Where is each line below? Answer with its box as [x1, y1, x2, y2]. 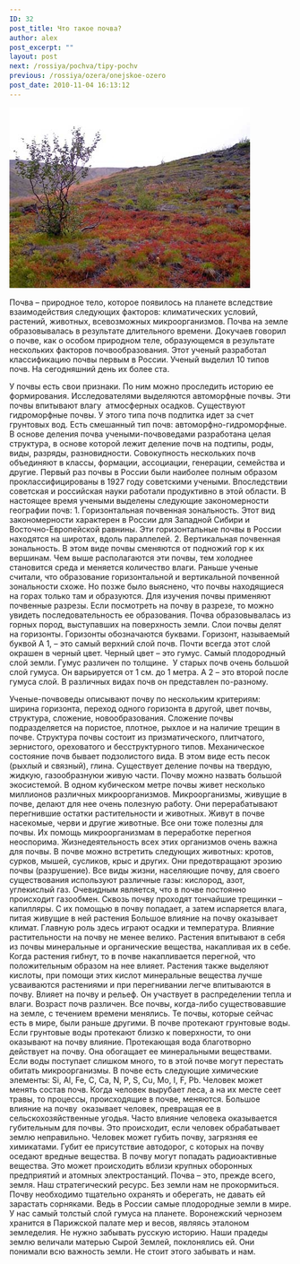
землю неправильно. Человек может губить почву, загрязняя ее [9, 1131, 258, 1142]
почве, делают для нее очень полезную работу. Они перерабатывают [9, 798, 279, 809]
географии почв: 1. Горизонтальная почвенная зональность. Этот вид [9, 505, 276, 515]
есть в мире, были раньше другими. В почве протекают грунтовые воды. [9, 1017, 291, 1028]
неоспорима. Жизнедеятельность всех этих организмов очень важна [9, 836, 278, 847]
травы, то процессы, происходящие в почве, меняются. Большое [9, 1094, 261, 1104]
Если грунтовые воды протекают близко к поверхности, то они [9, 1026, 252, 1037]
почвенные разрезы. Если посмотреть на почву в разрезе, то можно [9, 600, 275, 610]
